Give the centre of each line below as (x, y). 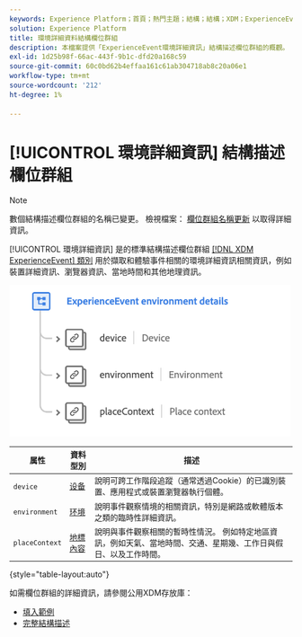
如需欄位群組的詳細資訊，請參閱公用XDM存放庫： (101, 593)
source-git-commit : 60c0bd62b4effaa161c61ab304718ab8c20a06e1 (128, 66)
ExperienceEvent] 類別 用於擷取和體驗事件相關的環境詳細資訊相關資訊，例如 (151, 261)
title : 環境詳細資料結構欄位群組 (64, 38)
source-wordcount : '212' (56, 85)
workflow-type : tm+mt (50, 76)
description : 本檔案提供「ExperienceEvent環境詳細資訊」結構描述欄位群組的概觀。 (149, 48)
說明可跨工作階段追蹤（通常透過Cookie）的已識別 (186, 481)
